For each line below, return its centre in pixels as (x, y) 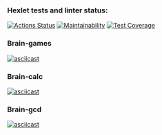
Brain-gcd (24, 109)
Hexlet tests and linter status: (58, 10)
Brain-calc (25, 76)
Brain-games (29, 44)
